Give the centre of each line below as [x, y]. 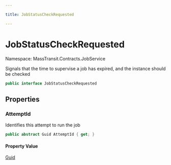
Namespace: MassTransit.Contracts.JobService [55, 58]
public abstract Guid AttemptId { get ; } [50, 135]
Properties [22, 99]
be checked [18, 74]
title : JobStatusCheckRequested [40, 14]
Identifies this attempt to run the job [43, 125]
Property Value [22, 146]
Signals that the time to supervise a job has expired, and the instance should [86, 68]
